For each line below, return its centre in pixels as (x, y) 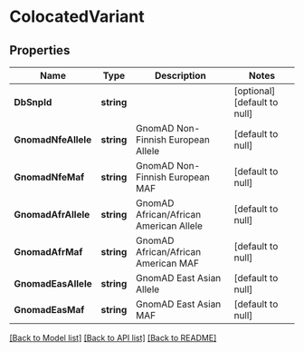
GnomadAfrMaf (48, 252)
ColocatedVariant (77, 17)
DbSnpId (33, 102)
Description (180, 76)
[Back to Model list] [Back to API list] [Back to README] (113, 338)
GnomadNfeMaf (49, 177)
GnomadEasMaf (49, 310)
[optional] (255, 91)
